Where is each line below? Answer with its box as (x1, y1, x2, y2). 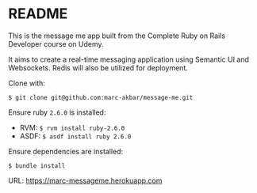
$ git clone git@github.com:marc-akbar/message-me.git (8, 93, 194, 101)
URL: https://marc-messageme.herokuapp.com (8, 176, 163, 185)
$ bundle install (8, 161, 66, 170)
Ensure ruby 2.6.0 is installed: (8, 108, 106, 117)
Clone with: (8, 78, 46, 88)
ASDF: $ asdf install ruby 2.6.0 (19, 131, 132, 141)
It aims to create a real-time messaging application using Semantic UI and (8, 55, 250, 64)
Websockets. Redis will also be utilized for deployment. (8, 62, 189, 72)
